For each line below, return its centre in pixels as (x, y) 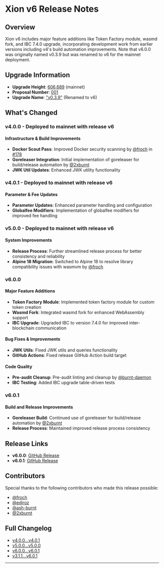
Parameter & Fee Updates (31, 194)
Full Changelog (29, 529)
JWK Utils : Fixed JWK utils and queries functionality (65, 350)
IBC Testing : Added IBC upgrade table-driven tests (63, 383)
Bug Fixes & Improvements (33, 339)
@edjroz (20, 502)
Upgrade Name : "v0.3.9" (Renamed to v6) (55, 97)
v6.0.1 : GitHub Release (35, 461)
